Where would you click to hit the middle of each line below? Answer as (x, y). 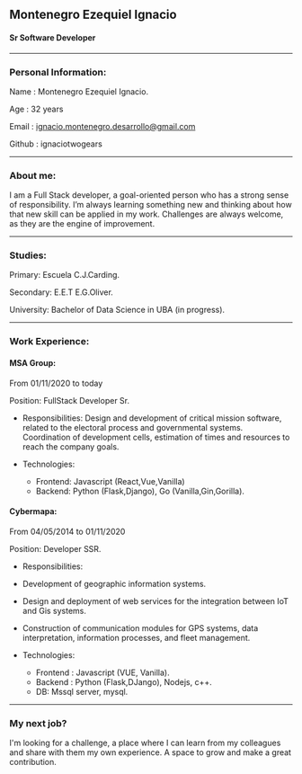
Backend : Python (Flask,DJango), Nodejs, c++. (124, 681)
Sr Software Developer (53, 37)
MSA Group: (33, 363)
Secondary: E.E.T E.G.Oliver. (62, 292)
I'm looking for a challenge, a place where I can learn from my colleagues (145, 743)
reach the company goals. (71, 446)
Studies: (28, 255)
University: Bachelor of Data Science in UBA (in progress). (117, 310)
